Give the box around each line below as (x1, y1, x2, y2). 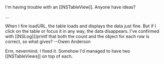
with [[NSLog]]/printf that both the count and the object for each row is (5, 34, 150, 39)
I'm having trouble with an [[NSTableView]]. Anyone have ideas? (5, 4, 136, 10)
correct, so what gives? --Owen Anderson (5, 39, 91, 44)
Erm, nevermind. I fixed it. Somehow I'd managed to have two (5, 48, 130, 54)
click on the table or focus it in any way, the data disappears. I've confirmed (5, 28, 160, 34)
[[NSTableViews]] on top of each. (5, 53, 73, 59)
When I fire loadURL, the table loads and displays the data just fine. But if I (5, 23, 157, 29)
